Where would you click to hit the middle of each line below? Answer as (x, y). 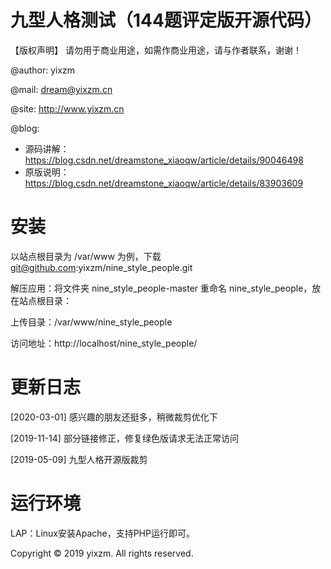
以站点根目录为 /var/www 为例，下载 (86, 256)
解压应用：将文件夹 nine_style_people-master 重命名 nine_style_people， (161, 288)
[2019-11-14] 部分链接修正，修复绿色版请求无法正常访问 (124, 438)
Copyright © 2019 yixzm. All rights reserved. (102, 553)
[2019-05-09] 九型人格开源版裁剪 (79, 459)
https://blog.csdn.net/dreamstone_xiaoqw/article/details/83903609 (164, 183)
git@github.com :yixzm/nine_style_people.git (101, 267)
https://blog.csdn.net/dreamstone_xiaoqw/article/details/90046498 (164, 160)
